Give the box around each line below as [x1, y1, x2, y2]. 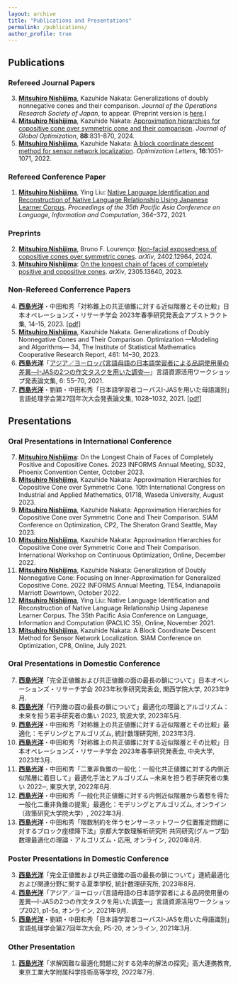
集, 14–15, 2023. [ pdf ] [18, 319, 81, 328]
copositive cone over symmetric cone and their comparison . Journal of [18, 123, 226, 132]
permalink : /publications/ [8, 23, 88, 31]
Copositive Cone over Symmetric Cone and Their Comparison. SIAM [18, 512, 218, 522]
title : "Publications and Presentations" [8, 17, 132, 24]
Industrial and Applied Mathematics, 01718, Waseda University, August [18, 490, 224, 499]
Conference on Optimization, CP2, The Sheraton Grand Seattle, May [18, 520, 217, 529]
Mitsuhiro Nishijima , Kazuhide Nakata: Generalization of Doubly [18, 566, 206, 574]
